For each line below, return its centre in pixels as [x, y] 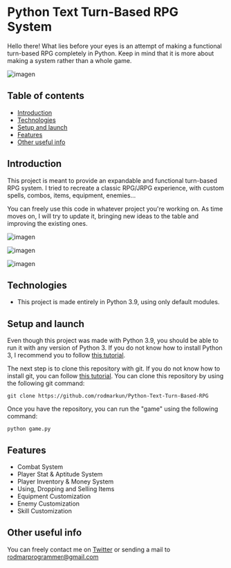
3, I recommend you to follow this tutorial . [66, 355]
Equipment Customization [54, 496]
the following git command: [46, 383]
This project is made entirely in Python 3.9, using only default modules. [118, 302]
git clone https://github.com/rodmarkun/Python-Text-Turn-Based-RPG [108, 396]
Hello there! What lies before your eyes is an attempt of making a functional [115, 46]
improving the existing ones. [47, 223]
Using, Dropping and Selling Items [66, 489]
